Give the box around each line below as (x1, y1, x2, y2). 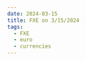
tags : (7, 23, 23, 30)
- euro (13, 36, 33, 43)
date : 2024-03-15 (7, 10, 58, 18)
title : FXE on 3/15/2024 (7, 17, 80, 24)
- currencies (13, 43, 52, 50)
